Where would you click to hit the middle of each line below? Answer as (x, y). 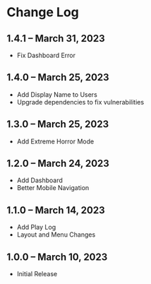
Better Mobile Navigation (53, 188)
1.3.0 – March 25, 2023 (58, 124)
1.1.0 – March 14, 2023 (56, 210)
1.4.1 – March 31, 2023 (56, 39)
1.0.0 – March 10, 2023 (57, 257)
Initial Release (37, 274)
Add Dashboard (40, 180)
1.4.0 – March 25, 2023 (58, 77)
